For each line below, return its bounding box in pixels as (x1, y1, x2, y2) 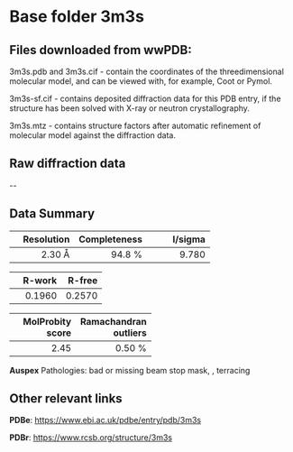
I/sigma (172, 233, 206, 245)
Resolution (23, 233, 70, 245)
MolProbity (23, 315, 72, 327)
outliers (113, 327, 147, 339)
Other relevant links (9, 391, 124, 407)
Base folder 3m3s (9, 6, 144, 27)
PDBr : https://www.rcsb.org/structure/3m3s (9, 432, 173, 443)
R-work (23, 273, 58, 286)
